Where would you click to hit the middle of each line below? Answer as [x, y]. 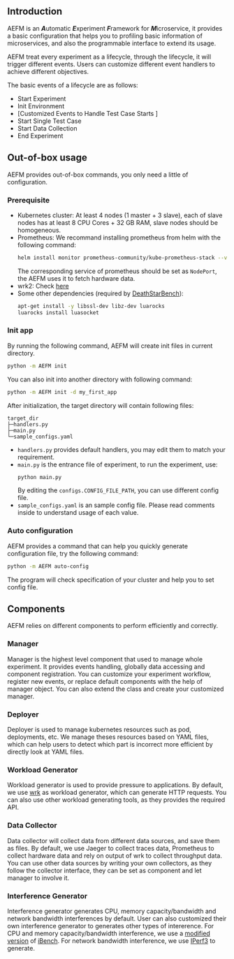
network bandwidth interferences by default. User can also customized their [117, 918]
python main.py [39, 477]
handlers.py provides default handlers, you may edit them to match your [121, 449]
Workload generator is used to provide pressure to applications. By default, [115, 785]
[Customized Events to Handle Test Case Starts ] [88, 113]
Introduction [35, 12]
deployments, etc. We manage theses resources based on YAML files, [108, 737]
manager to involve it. [38, 878]
